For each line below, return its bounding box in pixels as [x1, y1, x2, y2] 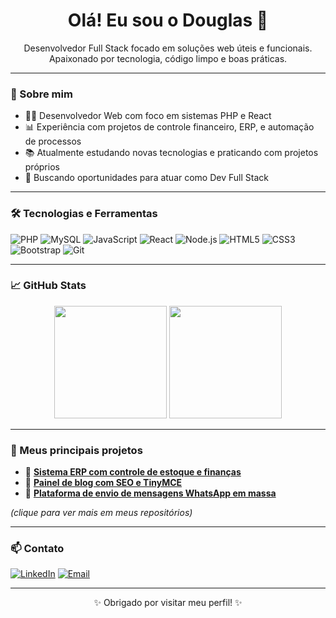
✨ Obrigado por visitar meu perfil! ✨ [93, 597, 243, 609]
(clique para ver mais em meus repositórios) [10, 507, 193, 519]
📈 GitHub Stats [10, 279, 87, 293]
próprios [24, 161, 60, 173]
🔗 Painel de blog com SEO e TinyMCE [24, 477, 183, 489]
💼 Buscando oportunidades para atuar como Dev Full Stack [24, 172, 269, 184]
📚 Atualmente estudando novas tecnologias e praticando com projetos [24, 147, 319, 159]
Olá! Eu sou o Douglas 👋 [67, 9, 269, 32]
